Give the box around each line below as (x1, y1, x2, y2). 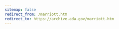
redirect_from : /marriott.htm (4, 12, 68, 17)
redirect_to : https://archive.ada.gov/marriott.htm (4, 16, 114, 21)
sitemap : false (4, 7, 36, 12)
